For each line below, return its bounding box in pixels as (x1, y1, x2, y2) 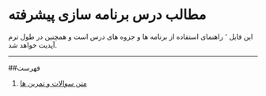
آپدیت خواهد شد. (8, 40, 58, 49)
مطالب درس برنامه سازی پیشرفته (8, 6, 207, 24)
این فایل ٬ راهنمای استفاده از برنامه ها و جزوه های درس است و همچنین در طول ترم (8, 32, 253, 41)
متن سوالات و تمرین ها (19, 78, 87, 88)
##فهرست (8, 63, 41, 72)
